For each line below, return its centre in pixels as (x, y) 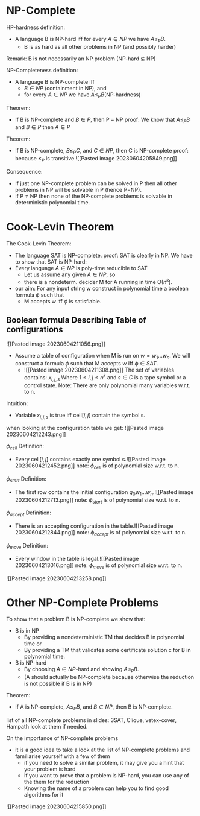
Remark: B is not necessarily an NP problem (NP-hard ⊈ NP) (81, 59)
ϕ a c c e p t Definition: (29, 514)
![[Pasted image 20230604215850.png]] (56, 806)
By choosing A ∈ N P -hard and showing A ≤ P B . (81, 670)
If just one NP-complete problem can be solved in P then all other (96, 183)
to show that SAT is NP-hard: (51, 261)
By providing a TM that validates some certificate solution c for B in (107, 650)
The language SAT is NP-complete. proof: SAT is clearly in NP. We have (104, 255)
